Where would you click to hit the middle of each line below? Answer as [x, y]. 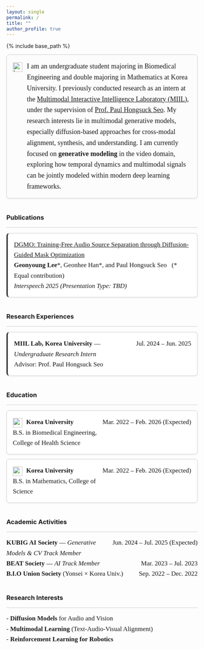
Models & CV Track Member [44, 553]
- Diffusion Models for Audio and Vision [60, 618]
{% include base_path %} [38, 46]
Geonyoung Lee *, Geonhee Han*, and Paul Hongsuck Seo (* [96, 265]
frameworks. [44, 187]
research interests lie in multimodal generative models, [102, 121]
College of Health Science [47, 442]
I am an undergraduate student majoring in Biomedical [102, 66]
